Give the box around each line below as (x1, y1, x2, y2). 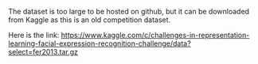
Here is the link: (8, 31, 60, 40)
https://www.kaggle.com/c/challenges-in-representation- (61, 31, 250, 40)
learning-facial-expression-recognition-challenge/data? (8, 39, 191, 48)
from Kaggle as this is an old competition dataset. (8, 15, 171, 24)
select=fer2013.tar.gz (8, 47, 78, 56)
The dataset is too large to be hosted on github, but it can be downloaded (8, 7, 249, 16)
